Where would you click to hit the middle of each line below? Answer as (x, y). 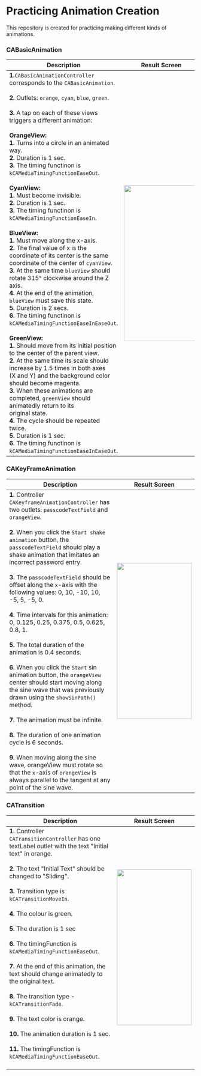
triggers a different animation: (51, 120)
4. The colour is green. (41, 913)
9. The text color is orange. (47, 1018)
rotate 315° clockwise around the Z (59, 278)
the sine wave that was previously (57, 690)
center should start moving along (56, 682)
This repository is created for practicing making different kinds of (86, 28)
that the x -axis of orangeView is (53, 772)
